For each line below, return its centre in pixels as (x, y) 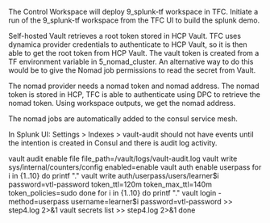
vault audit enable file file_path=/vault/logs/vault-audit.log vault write (123, 158)
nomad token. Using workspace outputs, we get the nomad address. (122, 103)
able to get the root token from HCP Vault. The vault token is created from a (134, 53)
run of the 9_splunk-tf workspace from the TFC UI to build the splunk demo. (134, 20)
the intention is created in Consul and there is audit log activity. (113, 143)
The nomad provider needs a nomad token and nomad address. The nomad (134, 86)
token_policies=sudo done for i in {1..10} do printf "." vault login (112, 193)
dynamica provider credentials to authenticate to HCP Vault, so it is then (128, 44)
